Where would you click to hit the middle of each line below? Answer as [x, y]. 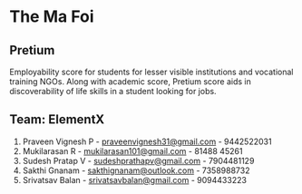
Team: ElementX [57, 120]
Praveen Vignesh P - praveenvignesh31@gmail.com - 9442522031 [147, 141]
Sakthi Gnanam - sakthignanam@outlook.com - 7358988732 [136, 170]
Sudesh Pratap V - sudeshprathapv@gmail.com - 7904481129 [138, 160]
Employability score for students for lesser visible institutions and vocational [151, 72]
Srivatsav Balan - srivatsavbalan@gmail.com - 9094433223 [135, 179]
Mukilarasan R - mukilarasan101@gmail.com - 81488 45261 [132, 150]
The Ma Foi [52, 17]
